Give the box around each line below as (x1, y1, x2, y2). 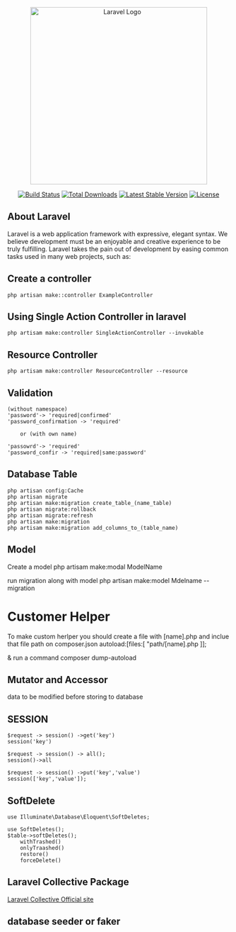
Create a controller (7, 273, 92, 285)
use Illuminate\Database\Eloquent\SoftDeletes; (7, 814, 151, 821)
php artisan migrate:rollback (7, 506, 97, 513)
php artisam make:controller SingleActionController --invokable (7, 330, 203, 337)
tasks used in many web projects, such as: (7, 252, 131, 260)
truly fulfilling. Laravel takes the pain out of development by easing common (7, 245, 229, 253)
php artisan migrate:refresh (7, 511, 93, 519)
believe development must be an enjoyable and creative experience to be (7, 237, 221, 245)
